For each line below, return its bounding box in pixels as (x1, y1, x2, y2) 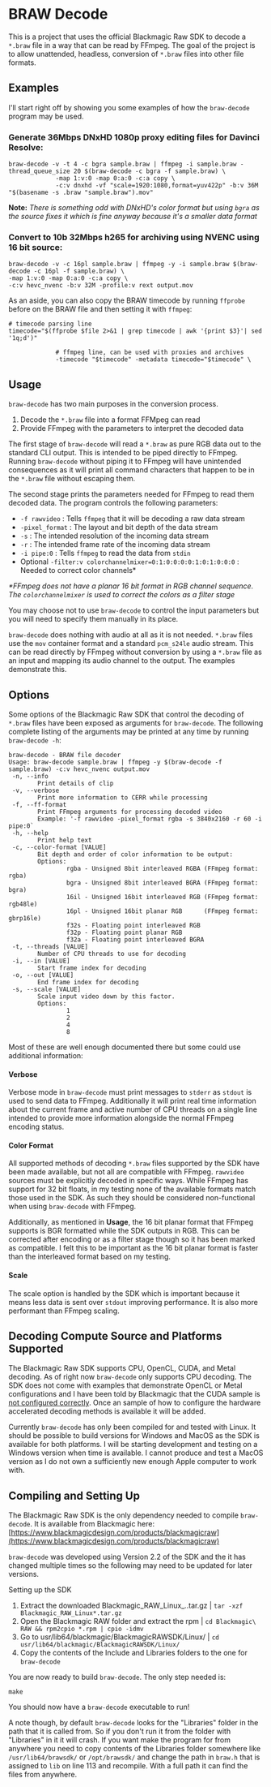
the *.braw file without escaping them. (8, 474, 136, 484)
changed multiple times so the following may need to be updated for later (8, 1561, 253, 1570)
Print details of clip (37, 779, 114, 787)
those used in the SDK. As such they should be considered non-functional (8, 1193, 256, 1203)
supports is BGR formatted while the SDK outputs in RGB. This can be (8, 1226, 240, 1236)
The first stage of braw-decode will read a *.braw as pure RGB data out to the (8, 439, 261, 449)
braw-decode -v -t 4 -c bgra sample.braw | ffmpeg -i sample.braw (8, 160, 237, 169)
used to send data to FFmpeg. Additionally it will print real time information (8, 1096, 256, 1106)
